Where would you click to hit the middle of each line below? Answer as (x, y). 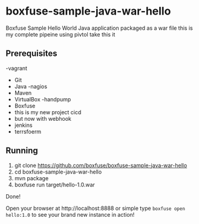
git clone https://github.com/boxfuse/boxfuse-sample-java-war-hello (101, 165)
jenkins (23, 125)
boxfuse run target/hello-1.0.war (54, 185)
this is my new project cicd (48, 112)
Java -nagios (31, 86)
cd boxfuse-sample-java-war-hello (58, 172)
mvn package (31, 178)
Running (22, 151)
